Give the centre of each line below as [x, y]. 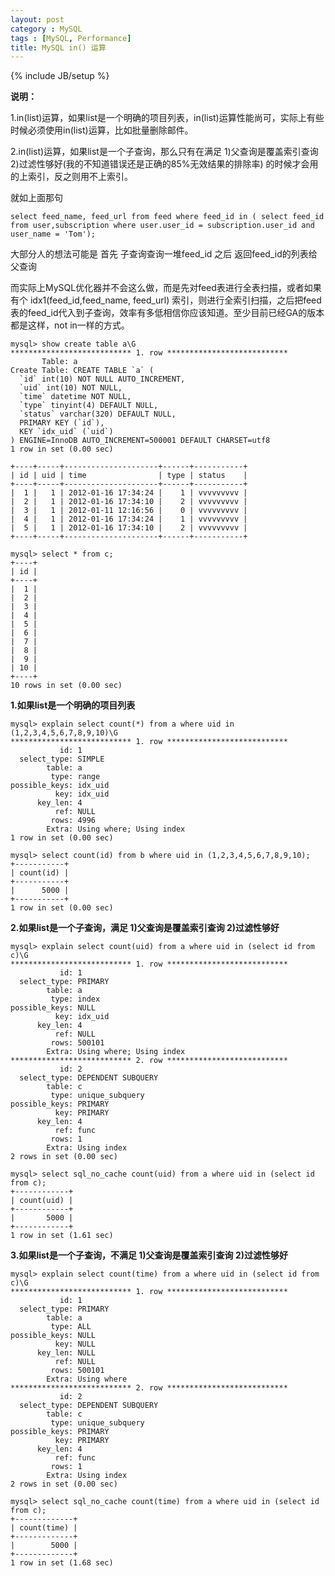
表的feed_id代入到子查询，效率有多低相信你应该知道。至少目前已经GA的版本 [167, 313]
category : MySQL [46, 29]
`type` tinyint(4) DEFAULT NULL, [89, 406]
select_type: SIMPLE [62, 759]
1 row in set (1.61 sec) [62, 1236]
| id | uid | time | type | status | [129, 476]
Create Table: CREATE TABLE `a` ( [82, 371]
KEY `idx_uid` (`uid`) [66, 432]
